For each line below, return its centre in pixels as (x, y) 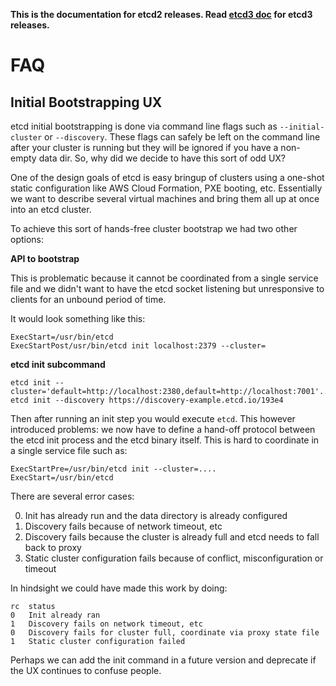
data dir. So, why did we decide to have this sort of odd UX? (162, 158)
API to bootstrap (45, 258)
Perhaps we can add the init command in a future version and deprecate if (163, 660)
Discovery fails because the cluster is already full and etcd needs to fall (172, 537)
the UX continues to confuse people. (86, 670)
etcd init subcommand (58, 364)
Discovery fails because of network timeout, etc (123, 526)
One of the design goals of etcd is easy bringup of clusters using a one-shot (167, 177)
